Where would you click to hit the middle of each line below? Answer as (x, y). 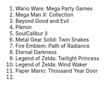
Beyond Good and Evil (42, 21)
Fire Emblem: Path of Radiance (52, 46)
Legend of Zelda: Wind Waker (51, 64)
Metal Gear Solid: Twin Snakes (52, 40)
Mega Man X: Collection (44, 15)
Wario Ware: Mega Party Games (54, 8)
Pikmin (23, 27)
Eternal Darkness (36, 52)
